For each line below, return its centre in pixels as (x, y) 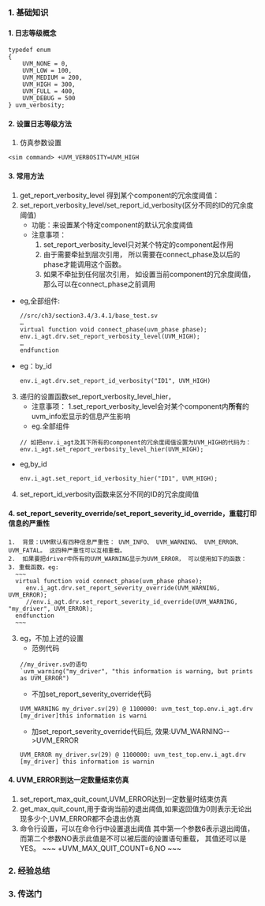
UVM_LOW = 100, (47, 71)
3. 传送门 (25, 893)
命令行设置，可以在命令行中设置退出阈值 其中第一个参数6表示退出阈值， (137, 828)
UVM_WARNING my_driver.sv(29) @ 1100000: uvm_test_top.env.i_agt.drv (136, 709)
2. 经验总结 (29, 870)
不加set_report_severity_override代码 (91, 694)
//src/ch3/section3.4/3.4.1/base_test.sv (88, 316)
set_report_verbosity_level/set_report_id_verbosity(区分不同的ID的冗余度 (136, 205)
